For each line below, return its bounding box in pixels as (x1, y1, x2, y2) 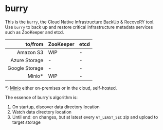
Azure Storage (10, 57, 44, 64)
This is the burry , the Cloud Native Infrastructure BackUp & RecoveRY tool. (5, 19, 155, 25)
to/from (25, 41, 44, 48)
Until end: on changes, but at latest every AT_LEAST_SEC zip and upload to (12, 114, 158, 120)
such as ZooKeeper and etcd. (5, 29, 64, 35)
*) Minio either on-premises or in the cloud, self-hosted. (5, 85, 117, 91)
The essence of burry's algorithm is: (5, 94, 78, 100)
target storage (12, 119, 41, 125)
